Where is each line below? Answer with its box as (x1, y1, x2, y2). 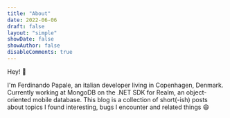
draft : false (7, 23, 45, 30)
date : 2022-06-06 (7, 17, 57, 23)
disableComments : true (7, 49, 73, 56)
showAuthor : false (7, 42, 60, 49)
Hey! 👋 (7, 67, 26, 76)
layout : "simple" (7, 29, 57, 37)
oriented (7, 95, 31, 104)
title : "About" (7, 10, 51, 17)
